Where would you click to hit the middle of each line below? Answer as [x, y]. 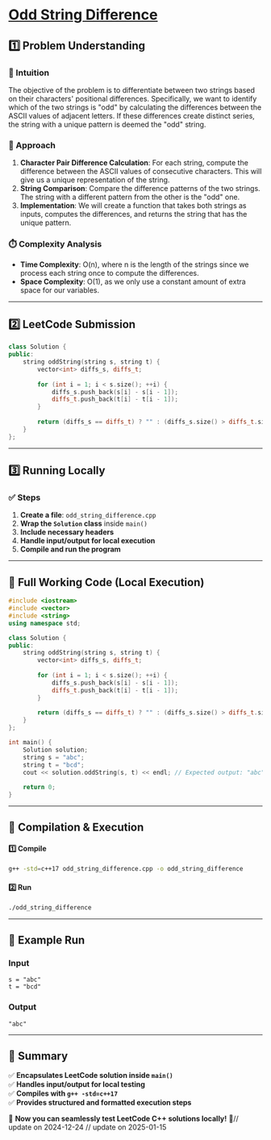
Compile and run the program [70, 549]
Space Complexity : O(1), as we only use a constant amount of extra [133, 282]
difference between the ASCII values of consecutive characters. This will [141, 172]
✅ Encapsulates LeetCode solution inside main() [91, 1076]
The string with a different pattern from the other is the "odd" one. [130, 197]
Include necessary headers [67, 532]
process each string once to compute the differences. [109, 273]
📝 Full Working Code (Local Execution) [106, 582]
